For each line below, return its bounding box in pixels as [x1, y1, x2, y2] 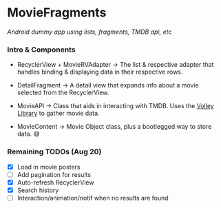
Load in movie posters [17, 163, 81, 171]
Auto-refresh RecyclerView [17, 178, 94, 187]
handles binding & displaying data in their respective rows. [17, 67, 183, 76]
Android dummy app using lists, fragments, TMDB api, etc [7, 28, 172, 36]
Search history [17, 186, 59, 194]
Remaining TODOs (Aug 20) [7, 147, 102, 156]
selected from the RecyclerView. [17, 88, 109, 97]
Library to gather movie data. [17, 109, 100, 118]
